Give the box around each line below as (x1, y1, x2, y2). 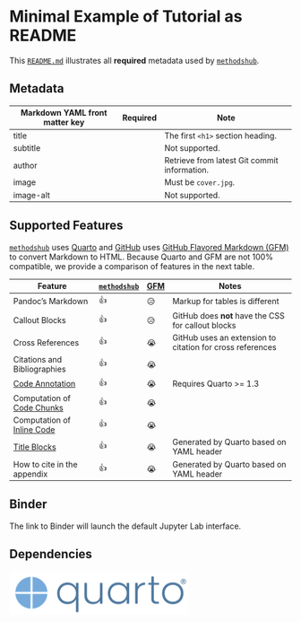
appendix (13, 469, 48, 479)
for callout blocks (172, 320, 236, 330)
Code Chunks (13, 402, 64, 413)
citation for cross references (172, 342, 277, 353)
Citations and (13, 355, 63, 365)
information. (164, 164, 209, 175)
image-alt (13, 189, 51, 200)
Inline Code (13, 425, 56, 435)
